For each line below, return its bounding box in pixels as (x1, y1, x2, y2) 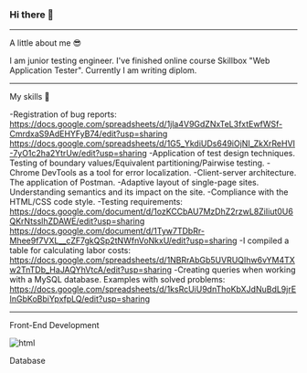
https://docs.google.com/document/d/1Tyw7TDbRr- (9, 226, 206, 237)
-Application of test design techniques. (149, 148, 295, 159)
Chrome (9, 167, 40, 178)
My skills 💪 (9, 91, 50, 102)
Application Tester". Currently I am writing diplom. (9, 65, 197, 76)
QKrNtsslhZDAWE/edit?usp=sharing (9, 216, 145, 227)
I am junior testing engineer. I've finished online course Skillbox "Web (9, 55, 270, 67)
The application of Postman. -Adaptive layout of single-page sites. (9, 177, 259, 188)
